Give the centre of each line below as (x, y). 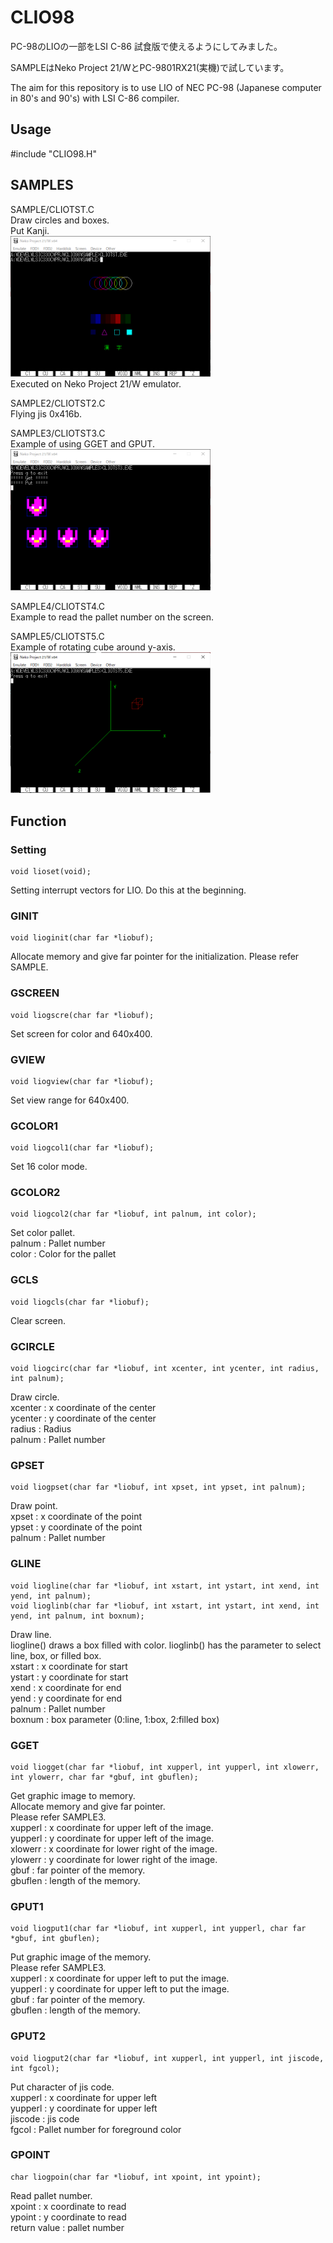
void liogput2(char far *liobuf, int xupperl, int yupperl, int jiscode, (167, 2058)
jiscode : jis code (45, 2118)
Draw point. (34, 1506)
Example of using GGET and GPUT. (82, 444)
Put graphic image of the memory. (81, 1957)
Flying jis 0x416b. (46, 414)
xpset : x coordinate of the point (76, 1517)
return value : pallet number (67, 2227)
